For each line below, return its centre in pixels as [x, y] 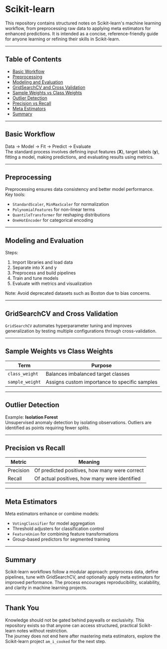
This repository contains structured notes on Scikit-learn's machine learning [83, 23]
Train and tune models [35, 278]
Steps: [12, 253]
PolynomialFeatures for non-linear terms [54, 210]
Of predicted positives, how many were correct [89, 471]
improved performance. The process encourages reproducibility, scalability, [83, 583]
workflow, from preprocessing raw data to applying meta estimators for [78, 28]
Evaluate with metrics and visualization [52, 284]
